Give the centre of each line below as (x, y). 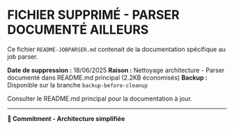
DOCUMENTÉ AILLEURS (78, 30)
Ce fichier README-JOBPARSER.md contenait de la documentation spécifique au (117, 49)
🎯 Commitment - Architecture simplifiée (66, 118)
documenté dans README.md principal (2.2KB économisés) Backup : (107, 78)
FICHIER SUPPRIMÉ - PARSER (93, 15)
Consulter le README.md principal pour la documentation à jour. (100, 99)
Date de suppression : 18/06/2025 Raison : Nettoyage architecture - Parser (116, 70)
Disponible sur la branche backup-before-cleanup (78, 85)
